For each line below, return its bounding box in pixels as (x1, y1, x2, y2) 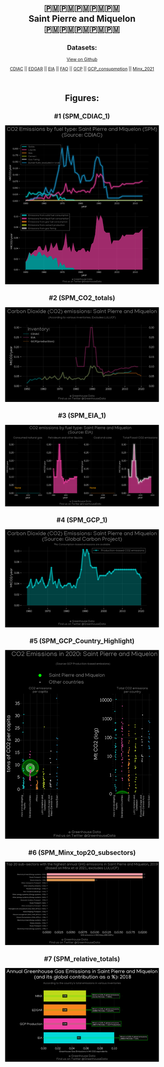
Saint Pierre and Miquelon (28, 13, 136, 25)
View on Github (66, 56, 98, 62)
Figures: (65, 93, 99, 104)
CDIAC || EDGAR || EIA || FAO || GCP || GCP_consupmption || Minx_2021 (9, 66, 155, 72)
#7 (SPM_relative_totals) (43, 955, 121, 963)
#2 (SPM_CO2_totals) (48, 294, 116, 302)
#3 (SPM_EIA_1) (58, 412, 106, 420)
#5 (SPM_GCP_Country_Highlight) (29, 637, 135, 645)
